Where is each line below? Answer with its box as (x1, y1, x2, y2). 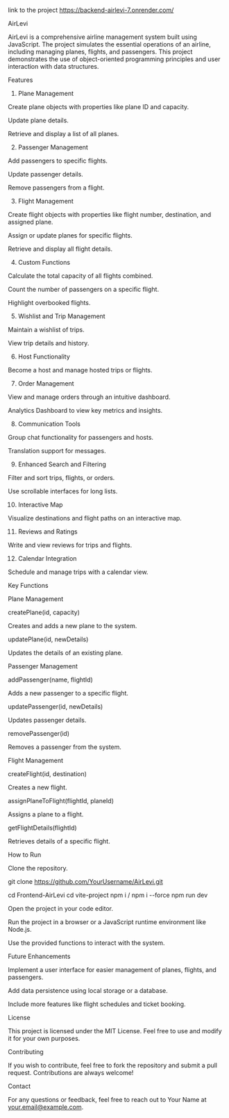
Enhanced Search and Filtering (17, 460, 107, 468)
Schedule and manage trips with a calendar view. (8, 568, 149, 576)
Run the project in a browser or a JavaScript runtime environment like (8, 918, 207, 926)
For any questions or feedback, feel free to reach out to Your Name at (8, 1096, 207, 1103)
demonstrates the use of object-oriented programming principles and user (8, 55, 221, 63)
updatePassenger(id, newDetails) (8, 702, 103, 711)
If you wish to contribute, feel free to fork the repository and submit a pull (8, 1061, 218, 1069)
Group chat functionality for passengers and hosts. (8, 434, 154, 441)
